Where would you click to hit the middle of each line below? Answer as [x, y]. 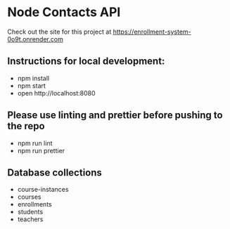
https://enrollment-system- [152, 32]
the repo [26, 126]
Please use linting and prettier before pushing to [115, 116]
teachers [30, 219]
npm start [31, 86]
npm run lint [35, 143]
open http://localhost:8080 [57, 93]
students [30, 212]
